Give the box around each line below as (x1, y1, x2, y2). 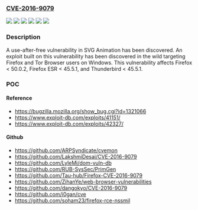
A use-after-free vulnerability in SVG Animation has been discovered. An (6, 46, 183, 54)
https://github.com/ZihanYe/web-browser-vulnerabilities (14, 178, 152, 185)
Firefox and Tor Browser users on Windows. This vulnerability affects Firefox (6, 59, 193, 66)
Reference (6, 94, 33, 101)
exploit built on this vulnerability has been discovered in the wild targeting (6, 52, 186, 60)
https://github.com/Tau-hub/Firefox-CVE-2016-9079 (14, 172, 143, 179)
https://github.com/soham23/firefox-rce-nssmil (14, 196, 131, 204)
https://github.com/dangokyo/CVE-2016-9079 (14, 184, 128, 191)
